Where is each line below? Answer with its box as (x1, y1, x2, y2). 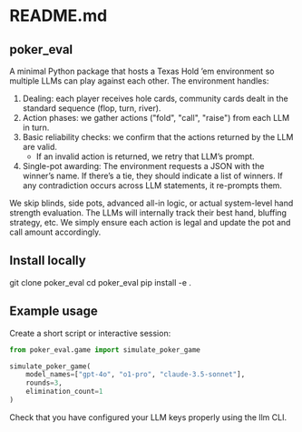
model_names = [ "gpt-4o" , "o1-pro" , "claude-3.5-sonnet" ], (25, 370, 246, 379)
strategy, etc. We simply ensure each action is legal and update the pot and (9, 217, 291, 227)
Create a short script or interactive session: (9, 327, 171, 338)
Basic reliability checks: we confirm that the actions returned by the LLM (22, 132, 294, 142)
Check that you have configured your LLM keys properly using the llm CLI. (9, 411, 287, 423)
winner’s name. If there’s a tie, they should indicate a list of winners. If (22, 170, 283, 181)
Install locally (9, 253, 86, 268)
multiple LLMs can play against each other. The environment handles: (9, 75, 269, 86)
